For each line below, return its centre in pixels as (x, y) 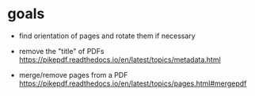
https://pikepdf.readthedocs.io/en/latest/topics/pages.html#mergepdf (133, 83)
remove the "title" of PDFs (61, 51)
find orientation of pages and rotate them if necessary (107, 36)
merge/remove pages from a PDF (73, 75)
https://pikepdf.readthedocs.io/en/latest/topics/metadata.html (120, 60)
